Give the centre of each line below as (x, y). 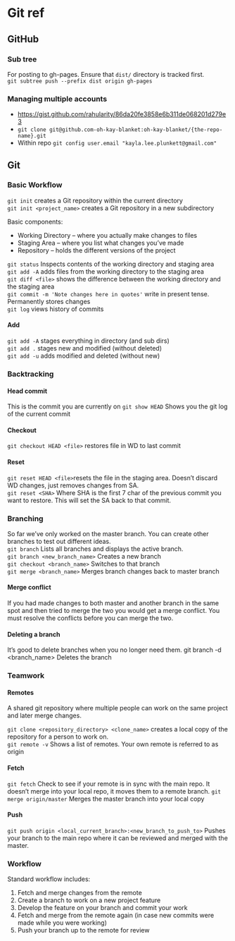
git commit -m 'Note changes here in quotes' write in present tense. (108, 293)
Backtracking (31, 374)
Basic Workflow (35, 185)
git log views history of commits (56, 309)
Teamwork (26, 676)
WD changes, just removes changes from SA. (73, 485)
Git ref (26, 13)
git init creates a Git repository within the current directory (95, 200)
